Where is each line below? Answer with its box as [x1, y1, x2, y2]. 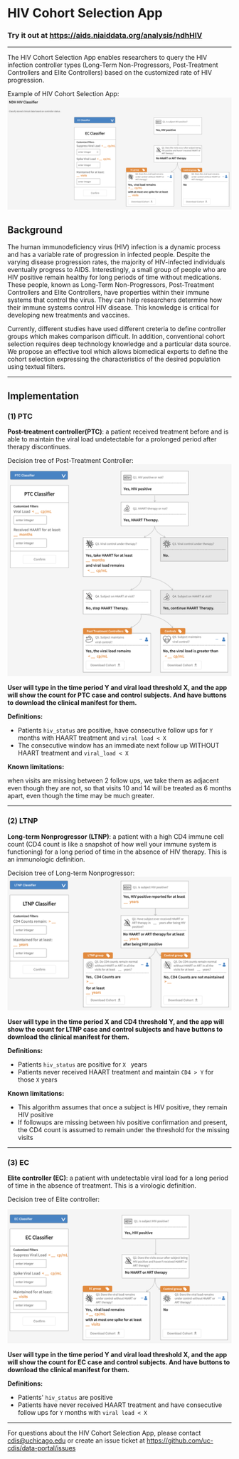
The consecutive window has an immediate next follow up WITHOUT [17, 741, 220, 750]
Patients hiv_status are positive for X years [17, 1060, 147, 1069]
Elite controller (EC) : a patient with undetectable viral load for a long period [7, 1173, 229, 1183]
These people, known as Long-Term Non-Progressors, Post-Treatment [7, 281, 215, 289]
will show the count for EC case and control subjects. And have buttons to [7, 1358, 230, 1366]
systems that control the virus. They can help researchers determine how [7, 296, 223, 304]
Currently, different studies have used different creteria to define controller [7, 325, 226, 333]
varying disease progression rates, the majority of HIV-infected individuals [7, 258, 225, 266]
